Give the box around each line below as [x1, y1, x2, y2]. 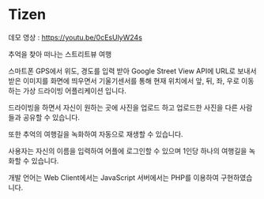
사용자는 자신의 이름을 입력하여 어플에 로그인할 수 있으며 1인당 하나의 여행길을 [8, 146, 247, 156]
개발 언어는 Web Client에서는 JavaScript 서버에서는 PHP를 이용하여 [8, 172, 219, 182]
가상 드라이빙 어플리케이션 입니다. [22, 85, 126, 96]
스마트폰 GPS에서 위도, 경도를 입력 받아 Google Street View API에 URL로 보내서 [8, 66, 257, 76]
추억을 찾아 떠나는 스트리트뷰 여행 [8, 49, 112, 58]
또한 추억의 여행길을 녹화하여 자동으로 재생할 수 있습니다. [8, 129, 183, 139]
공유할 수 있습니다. [22, 112, 81, 122]
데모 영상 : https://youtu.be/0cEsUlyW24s [8, 32, 142, 42]
